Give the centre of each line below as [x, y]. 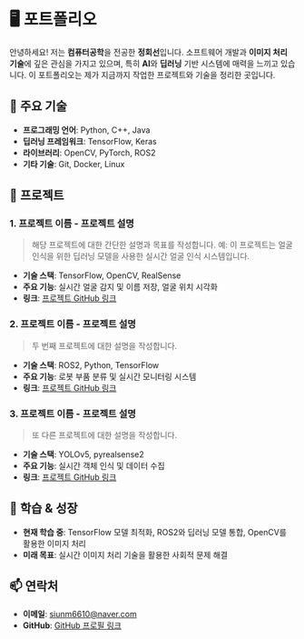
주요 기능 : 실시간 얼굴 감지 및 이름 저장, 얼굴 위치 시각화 [120, 287]
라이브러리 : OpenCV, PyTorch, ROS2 [89, 153]
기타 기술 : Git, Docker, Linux [74, 164]
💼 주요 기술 [39, 106]
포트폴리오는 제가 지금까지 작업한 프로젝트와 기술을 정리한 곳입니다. [157, 75]
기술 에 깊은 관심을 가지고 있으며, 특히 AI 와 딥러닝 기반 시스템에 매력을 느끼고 [144, 63]
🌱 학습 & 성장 [44, 509]
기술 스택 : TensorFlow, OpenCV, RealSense [102, 275]
